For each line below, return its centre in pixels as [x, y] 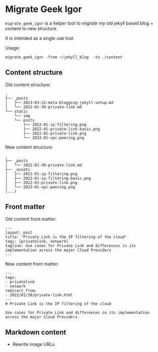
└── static [17, 111]
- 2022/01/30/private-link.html [39, 295]
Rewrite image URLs [33, 344]
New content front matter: [32, 264]
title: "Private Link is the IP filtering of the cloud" [66, 237]
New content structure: [29, 147]
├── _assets [18, 169]
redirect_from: [21, 290]
